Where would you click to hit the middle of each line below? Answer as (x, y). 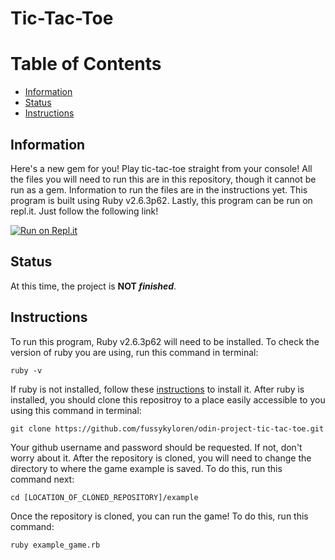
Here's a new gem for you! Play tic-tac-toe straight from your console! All (161, 168)
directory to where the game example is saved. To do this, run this (146, 468)
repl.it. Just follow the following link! (84, 211)
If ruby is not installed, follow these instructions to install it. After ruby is (157, 389)
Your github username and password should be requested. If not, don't (156, 447)
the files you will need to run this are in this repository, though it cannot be (163, 179)
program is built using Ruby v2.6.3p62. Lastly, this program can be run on (161, 200)
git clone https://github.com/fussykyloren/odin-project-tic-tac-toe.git (167, 428)
